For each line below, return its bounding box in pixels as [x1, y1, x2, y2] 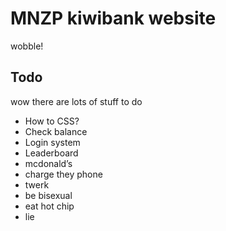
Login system [24, 136, 81, 148]
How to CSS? [24, 115, 80, 127]
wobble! [10, 40, 44, 52]
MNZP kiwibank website [10, 7, 217, 30]
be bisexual [24, 189, 73, 201]
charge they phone [24, 168, 103, 180]
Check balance [24, 125, 88, 137]
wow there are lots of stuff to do [10, 95, 143, 107]
